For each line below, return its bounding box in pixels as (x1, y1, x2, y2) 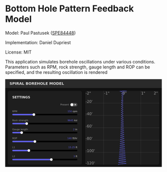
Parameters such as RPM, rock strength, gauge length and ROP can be (5, 64, 150, 70)
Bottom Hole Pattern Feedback (5, 3, 134, 14)
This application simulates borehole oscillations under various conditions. (5, 58, 156, 64)
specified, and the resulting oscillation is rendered (5, 69, 108, 75)
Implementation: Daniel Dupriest (5, 39, 71, 45)
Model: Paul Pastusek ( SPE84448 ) (5, 30, 76, 36)
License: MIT (5, 49, 32, 55)
